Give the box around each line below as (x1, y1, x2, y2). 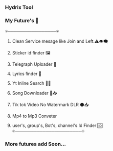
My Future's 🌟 (5, 17, 39, 24)
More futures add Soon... (5, 141, 66, 148)
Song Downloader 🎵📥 (12, 90, 57, 96)
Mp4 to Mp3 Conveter (12, 113, 57, 119)
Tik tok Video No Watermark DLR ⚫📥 (12, 102, 89, 108)
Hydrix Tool (5, 4, 33, 11)
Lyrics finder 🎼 (12, 71, 42, 77)
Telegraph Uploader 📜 (12, 61, 57, 67)
